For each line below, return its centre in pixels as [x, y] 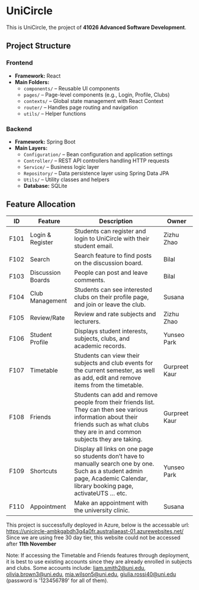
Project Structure [38, 46]
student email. [94, 246]
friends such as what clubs [111, 424]
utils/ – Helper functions [55, 113]
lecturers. [87, 321]
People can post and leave [111, 272]
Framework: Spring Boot [45, 142]
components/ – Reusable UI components [72, 88]
